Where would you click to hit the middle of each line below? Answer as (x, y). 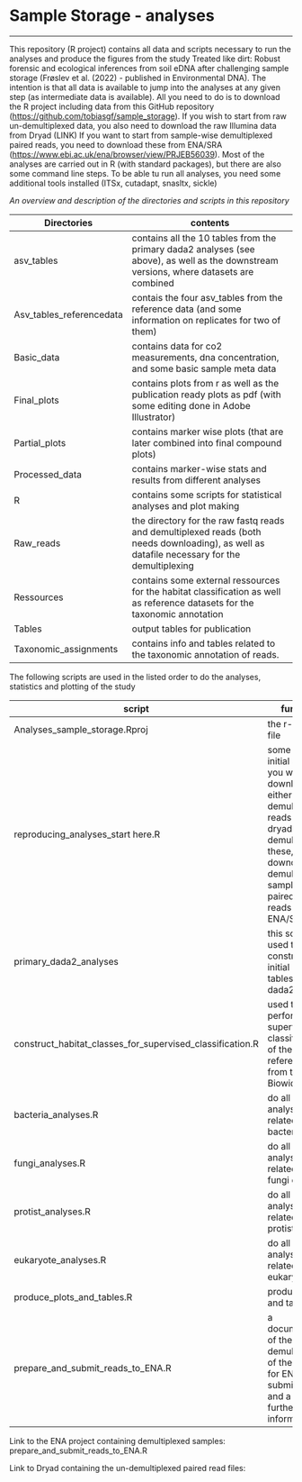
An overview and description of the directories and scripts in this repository (149, 200)
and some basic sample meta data (204, 368)
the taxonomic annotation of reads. (205, 654)
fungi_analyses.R (49, 1163)
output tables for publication (191, 629)
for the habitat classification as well (206, 591)
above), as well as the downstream (205, 260)
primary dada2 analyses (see (193, 249)
